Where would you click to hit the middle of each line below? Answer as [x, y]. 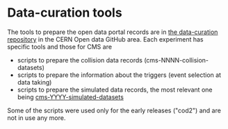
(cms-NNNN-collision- [176, 60]
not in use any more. [36, 118]
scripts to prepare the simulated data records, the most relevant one [115, 89]
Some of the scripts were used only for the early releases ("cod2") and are [114, 110]
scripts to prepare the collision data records [80, 60]
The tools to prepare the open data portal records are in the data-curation [113, 32]
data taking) [34, 82]
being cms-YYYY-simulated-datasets [70, 97]
